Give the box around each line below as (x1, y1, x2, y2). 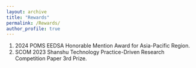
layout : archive (6, 8, 47, 15)
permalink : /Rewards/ (6, 20, 61, 26)
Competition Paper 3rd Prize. (14, 55, 87, 62)
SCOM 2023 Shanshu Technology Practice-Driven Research (14, 49, 165, 56)
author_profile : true (6, 25, 61, 32)
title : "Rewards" (6, 14, 50, 20)
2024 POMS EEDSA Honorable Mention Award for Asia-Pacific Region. (14, 42, 191, 49)
